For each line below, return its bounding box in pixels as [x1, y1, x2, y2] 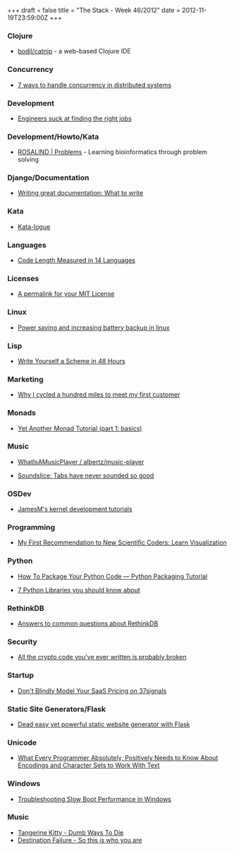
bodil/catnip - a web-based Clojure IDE [17, 47, 132, 56]
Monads [7, 408, 37, 418]
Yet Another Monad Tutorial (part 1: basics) [17, 424, 142, 433]
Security [7, 637, 37, 647]
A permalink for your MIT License [17, 290, 115, 298]
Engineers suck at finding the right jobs [17, 114, 132, 123]
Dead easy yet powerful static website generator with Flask [17, 720, 190, 728]
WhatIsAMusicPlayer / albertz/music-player [17, 457, 144, 466]
